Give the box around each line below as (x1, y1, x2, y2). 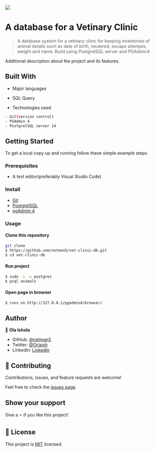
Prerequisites (5, 163, 38, 169)
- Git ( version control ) (5, 114, 54, 119)
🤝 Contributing (5, 361, 51, 370)
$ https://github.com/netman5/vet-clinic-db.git (5, 247, 107, 253)
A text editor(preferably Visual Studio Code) (12, 173, 102, 180)
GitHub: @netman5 (12, 336, 51, 343)
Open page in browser (5, 289, 52, 295)
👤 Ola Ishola (5, 327, 31, 333)
